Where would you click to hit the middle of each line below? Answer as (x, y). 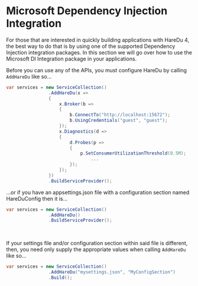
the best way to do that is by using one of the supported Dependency (91, 46)
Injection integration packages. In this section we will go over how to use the (99, 52)
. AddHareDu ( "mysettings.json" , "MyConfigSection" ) (112, 272)
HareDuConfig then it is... (37, 198)
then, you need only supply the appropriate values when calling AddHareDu (96, 249)
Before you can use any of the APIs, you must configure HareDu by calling (97, 70)
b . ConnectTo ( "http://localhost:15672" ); (120, 115)
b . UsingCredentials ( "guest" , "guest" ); (119, 120)
